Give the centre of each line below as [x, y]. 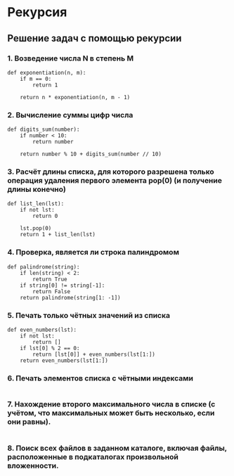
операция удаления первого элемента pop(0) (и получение [115, 181]
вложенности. [33, 465]
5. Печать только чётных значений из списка [89, 315]
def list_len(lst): [36, 204]
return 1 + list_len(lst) [58, 235]
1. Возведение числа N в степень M [71, 58]
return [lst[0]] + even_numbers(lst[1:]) [94, 355]
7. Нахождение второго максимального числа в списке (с [111, 404]
